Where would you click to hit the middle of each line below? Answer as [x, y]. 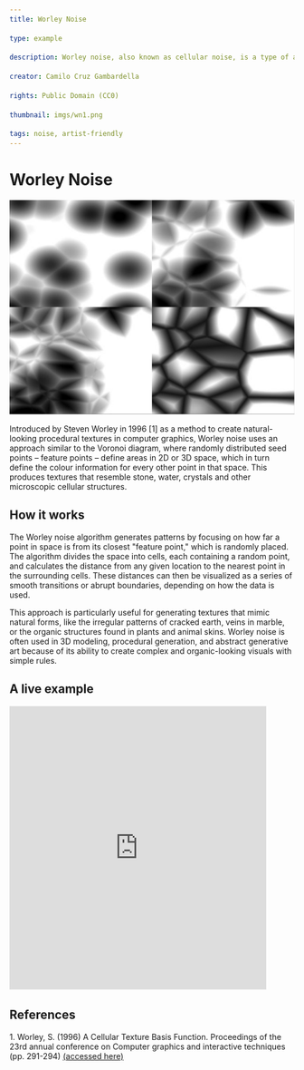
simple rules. [33, 660]
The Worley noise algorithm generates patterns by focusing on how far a [145, 537]
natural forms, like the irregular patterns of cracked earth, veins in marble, [147, 622]
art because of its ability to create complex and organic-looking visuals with [151, 651]
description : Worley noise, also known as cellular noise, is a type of [149, 58]
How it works [47, 516]
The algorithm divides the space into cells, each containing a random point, [150, 556]
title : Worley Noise [48, 19]
